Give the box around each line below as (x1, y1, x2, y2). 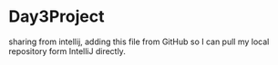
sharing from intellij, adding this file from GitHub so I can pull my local (8, 36, 270, 47)
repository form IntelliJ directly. (8, 45, 127, 56)
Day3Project (8, 6, 105, 27)
